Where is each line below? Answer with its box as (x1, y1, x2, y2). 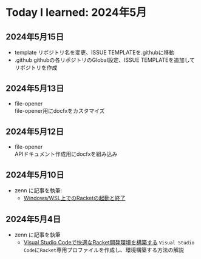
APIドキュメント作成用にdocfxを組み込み (14, 150, 118, 158)
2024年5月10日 (5, 170, 64, 180)
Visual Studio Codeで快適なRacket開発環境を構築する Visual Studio (23, 239, 195, 246)
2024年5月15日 (5, 32, 64, 42)
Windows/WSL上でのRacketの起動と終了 (23, 195, 126, 202)
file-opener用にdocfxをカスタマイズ (14, 107, 105, 114)
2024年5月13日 (5, 83, 64, 94)
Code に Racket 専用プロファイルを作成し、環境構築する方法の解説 (23, 246, 185, 254)
